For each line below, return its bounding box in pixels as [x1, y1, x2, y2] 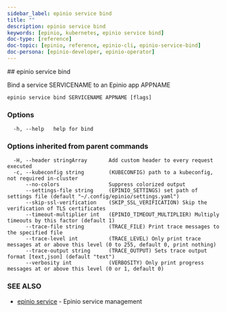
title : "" [7, 17, 36, 23]
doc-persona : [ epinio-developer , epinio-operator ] [7, 49, 155, 56]
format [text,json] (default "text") [7, 253, 115, 260]
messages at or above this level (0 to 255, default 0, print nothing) [7, 242, 216, 249]
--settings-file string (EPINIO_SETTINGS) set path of [25, 187, 198, 194]
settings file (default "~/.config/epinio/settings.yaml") [7, 194, 180, 200]
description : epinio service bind [7, 23, 106, 30]
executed [7, 163, 32, 170]
